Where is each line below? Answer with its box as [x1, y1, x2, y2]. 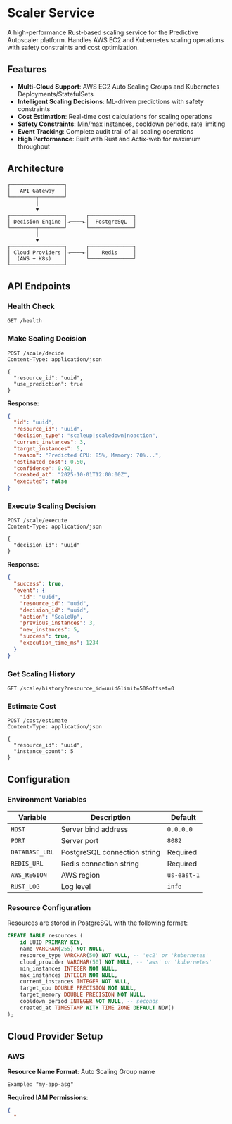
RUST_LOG [11, 883, 40, 890]
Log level [60, 882, 91, 891]
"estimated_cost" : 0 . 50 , [13, 458, 86, 465]
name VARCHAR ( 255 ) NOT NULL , [20, 945, 105, 953]
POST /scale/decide [7, 350, 65, 357]
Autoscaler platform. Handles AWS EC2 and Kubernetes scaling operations [7, 35, 224, 44]
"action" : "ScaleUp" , [20, 613, 83, 620]
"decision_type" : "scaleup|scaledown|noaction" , [13, 432, 159, 439]
